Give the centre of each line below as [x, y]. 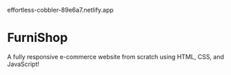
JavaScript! [23, 64]
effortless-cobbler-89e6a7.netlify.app [60, 10]
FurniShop [38, 38]
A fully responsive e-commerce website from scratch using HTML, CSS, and [115, 56]
